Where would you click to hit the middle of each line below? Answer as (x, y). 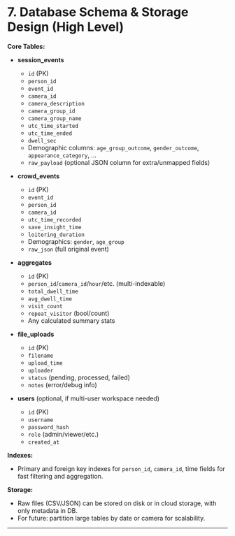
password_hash (48, 427)
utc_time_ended (50, 133)
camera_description (56, 103)
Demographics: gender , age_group (76, 241)
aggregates (35, 262)
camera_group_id (51, 111)
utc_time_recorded (55, 220)
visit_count (45, 306)
